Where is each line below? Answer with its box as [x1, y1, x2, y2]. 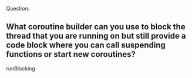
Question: [6, 5, 30, 12]
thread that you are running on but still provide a [6, 31, 186, 41]
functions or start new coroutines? [6, 49, 136, 59]
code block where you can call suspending [6, 40, 166, 50]
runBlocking [6, 65, 35, 72]
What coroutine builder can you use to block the [6, 22, 186, 32]
